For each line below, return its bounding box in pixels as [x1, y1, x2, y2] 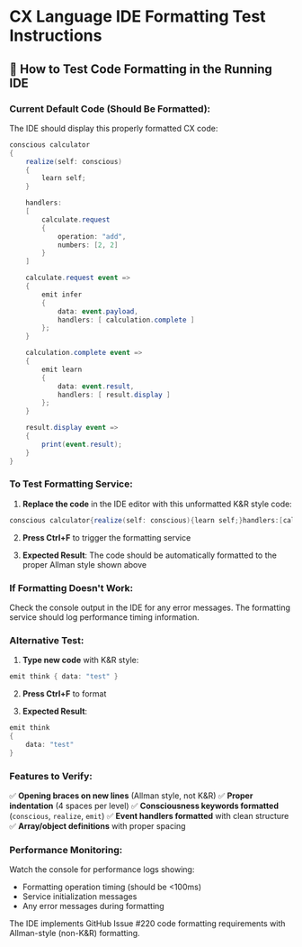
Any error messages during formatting [22, 901, 164, 912]
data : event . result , [57, 381, 135, 391]
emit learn [41, 365, 83, 374]
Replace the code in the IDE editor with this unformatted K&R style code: [22, 498, 292, 509]
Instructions [9, 25, 102, 46]
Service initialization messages [22, 891, 138, 902]
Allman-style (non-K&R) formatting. [9, 928, 141, 939]
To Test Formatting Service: [9, 478, 133, 490]
